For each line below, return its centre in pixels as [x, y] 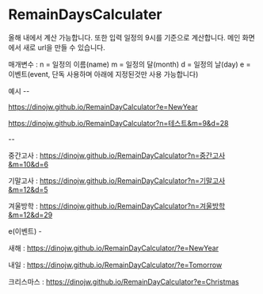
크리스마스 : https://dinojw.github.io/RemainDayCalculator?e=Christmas [124, 281]
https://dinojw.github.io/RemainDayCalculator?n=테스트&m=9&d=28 [118, 123]
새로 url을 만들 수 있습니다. [64, 47]
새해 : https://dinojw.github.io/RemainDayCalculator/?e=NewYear [114, 248]
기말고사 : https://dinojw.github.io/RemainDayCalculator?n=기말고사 [117, 181]
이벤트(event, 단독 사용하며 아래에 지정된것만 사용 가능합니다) [103, 74]
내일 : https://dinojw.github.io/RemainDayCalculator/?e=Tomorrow [115, 265]
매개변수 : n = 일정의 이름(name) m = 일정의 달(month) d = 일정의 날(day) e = [130, 64]
